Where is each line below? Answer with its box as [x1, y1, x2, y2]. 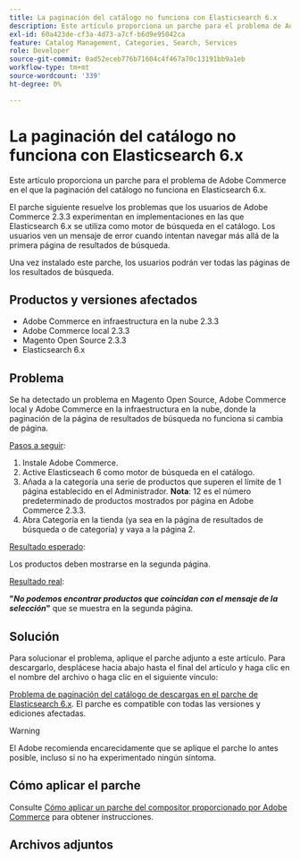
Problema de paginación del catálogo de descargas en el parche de [9, 689, 259, 699]
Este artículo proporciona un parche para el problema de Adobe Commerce [9, 175, 287, 185]
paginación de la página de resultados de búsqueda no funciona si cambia [9, 413, 284, 424]
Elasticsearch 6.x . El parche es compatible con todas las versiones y [9, 699, 261, 709]
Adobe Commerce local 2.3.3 [21, 326, 130, 337]
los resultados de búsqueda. [9, 266, 114, 277]
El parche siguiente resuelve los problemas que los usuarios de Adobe [9, 201, 269, 212]
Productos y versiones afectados [9, 292, 198, 307]
